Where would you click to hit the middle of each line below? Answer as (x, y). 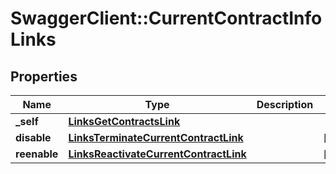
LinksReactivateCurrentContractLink (157, 154)
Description (285, 104)
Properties (44, 76)
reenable (37, 154)
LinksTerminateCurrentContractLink (156, 137)
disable (33, 137)
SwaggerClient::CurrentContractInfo (166, 18)
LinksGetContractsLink (124, 121)
